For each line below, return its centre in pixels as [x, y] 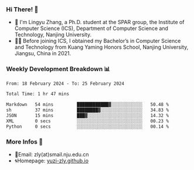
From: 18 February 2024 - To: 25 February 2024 [65, 84]
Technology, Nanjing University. [53, 35]
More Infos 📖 [24, 142]
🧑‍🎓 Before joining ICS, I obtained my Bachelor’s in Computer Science [98, 41]
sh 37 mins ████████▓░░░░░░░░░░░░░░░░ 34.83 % [87, 110]
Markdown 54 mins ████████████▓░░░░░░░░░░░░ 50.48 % [87, 105]
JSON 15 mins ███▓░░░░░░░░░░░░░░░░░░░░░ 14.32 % [87, 116]
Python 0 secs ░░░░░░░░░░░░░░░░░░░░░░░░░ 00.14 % [87, 126]
